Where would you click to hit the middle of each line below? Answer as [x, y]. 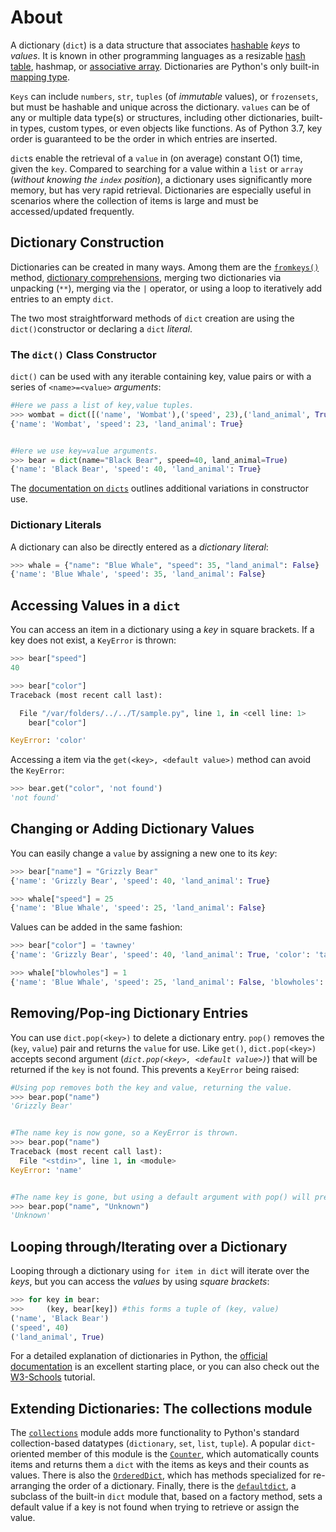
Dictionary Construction [87, 242]
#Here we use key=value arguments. [84, 451]
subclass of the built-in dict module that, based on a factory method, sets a [166, 1497]
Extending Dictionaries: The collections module [161, 1408]
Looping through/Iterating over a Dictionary [149, 1246]
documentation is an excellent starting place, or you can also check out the [165, 1367]
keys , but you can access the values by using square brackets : [140, 1282]
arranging [30, 1486]
